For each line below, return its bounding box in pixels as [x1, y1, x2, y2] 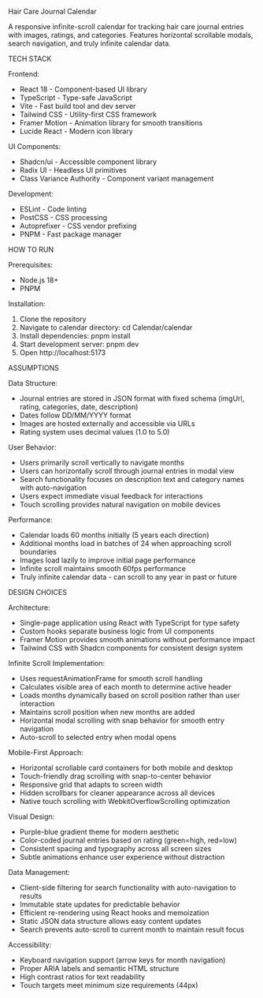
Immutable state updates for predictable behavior [19, 899, 180, 909]
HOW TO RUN [8, 245, 54, 254]
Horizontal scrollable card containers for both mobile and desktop [19, 763, 234, 772]
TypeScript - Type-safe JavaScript [19, 93, 132, 102]
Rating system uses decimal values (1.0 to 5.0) [19, 428, 170, 436]
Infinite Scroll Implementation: [8, 659, 105, 667]
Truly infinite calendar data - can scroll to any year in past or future [19, 572, 238, 581]
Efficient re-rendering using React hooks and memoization [19, 908, 209, 918]
